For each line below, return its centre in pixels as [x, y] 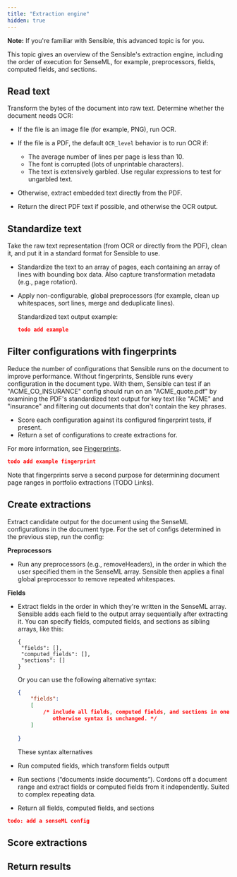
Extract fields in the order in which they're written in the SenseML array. [122, 606]
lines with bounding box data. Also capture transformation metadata [116, 274]
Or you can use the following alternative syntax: [87, 679]
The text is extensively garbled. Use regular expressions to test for [125, 172]
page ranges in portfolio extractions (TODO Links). [80, 482]
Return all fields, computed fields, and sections [86, 808]
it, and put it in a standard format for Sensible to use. [84, 253]
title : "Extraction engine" [49, 14]
